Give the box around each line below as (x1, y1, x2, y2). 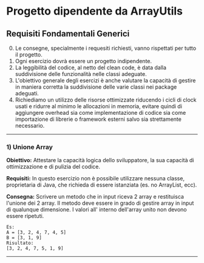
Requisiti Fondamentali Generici (6, 29, 130, 39)
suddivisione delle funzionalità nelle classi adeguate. (15, 70, 147, 77)
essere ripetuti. (6, 213, 44, 220)
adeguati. (15, 90, 39, 97)
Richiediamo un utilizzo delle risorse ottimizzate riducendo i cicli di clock (15, 96, 197, 103)
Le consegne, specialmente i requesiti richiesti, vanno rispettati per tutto (15, 44, 196, 52)
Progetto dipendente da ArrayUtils (6, 4, 183, 18)
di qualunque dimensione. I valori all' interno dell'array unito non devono (6, 206, 187, 213)
